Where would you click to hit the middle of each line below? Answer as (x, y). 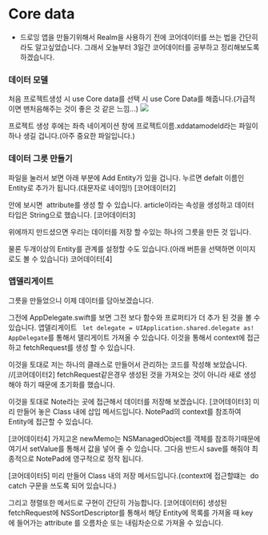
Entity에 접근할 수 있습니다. (51, 421)
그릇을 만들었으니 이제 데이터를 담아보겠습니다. (81, 300)
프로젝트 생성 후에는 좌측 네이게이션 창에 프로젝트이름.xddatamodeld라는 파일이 (133, 126)
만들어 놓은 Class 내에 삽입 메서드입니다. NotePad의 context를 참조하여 (129, 411)
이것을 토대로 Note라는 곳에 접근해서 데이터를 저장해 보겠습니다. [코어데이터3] (130, 401)
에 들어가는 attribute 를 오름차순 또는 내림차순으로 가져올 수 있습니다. (116, 522)
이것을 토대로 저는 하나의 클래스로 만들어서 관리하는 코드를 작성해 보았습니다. (128, 364)
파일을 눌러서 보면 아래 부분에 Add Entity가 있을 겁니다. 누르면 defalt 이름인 (126, 178)
